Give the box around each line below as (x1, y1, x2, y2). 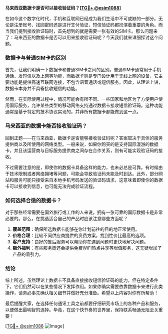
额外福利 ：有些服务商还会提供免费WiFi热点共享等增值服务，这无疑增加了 (12, 245, 162, 251)
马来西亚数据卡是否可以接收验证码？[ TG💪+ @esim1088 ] (5, 5, 121, 11)
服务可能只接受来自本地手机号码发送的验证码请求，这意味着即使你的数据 (13, 177, 163, 183)
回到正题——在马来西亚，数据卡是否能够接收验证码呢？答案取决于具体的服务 (5, 135, 163, 141)
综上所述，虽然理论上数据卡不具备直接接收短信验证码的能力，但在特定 (5, 277, 150, 283)
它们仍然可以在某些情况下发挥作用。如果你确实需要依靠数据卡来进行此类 (13, 283, 163, 290)
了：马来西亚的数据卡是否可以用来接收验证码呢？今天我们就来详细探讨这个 (5, 35, 158, 40)
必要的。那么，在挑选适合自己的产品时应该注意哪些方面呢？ (5, 215, 128, 221)
